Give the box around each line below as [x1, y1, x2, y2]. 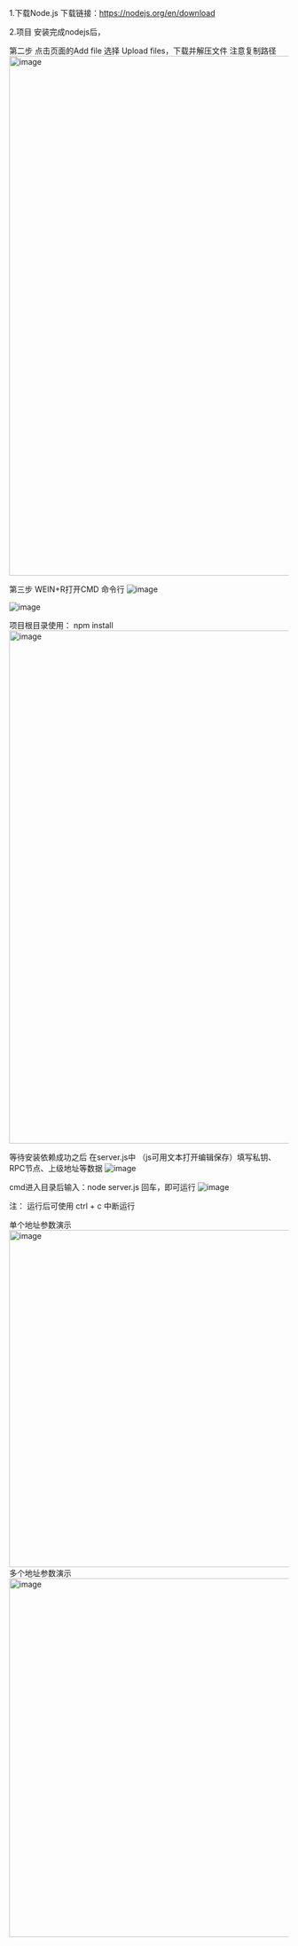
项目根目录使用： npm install [9, 620, 114, 630]
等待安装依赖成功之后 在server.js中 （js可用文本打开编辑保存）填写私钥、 [9, 1152, 277, 1162]
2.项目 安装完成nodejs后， [9, 27, 106, 37]
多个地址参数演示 [9, 1568, 72, 1578]
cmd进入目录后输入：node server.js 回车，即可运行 [9, 1182, 197, 1192]
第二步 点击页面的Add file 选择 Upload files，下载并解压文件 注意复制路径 [9, 45, 277, 56]
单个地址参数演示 [9, 1219, 72, 1230]
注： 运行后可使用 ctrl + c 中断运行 [9, 1201, 136, 1211]
